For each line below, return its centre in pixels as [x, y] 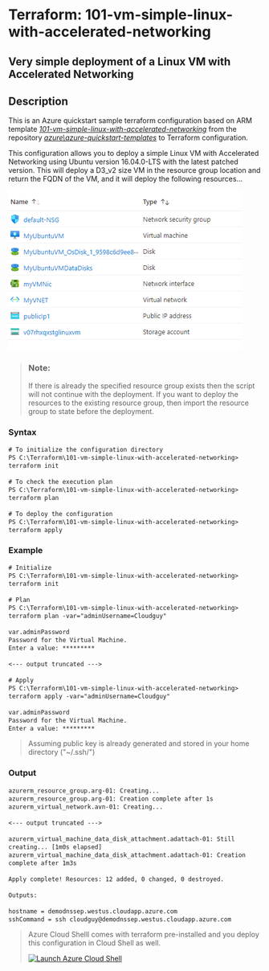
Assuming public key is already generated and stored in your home [139, 744]
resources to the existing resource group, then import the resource [138, 403]
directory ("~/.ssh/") [61, 752]
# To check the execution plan [61, 481]
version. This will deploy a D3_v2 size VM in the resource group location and [134, 170]
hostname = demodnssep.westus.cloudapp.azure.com [93, 911]
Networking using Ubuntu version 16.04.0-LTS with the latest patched [123, 162]
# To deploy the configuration [61, 514]
